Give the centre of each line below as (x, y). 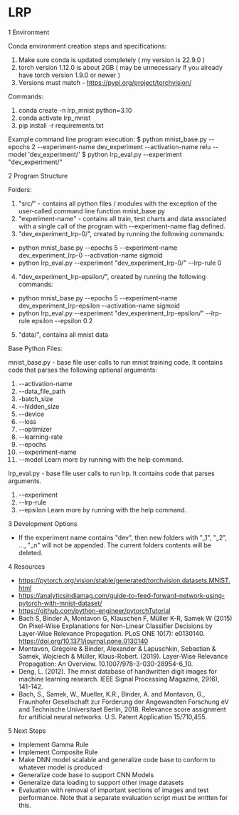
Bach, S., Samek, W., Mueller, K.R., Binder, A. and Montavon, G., (112, 694)
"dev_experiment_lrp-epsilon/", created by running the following (112, 276)
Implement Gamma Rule (53, 744)
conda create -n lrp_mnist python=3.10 (75, 110)
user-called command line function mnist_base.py (92, 211)
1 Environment (29, 32)
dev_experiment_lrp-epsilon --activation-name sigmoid (99, 305)
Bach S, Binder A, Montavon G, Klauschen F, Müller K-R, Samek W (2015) (125, 618)
